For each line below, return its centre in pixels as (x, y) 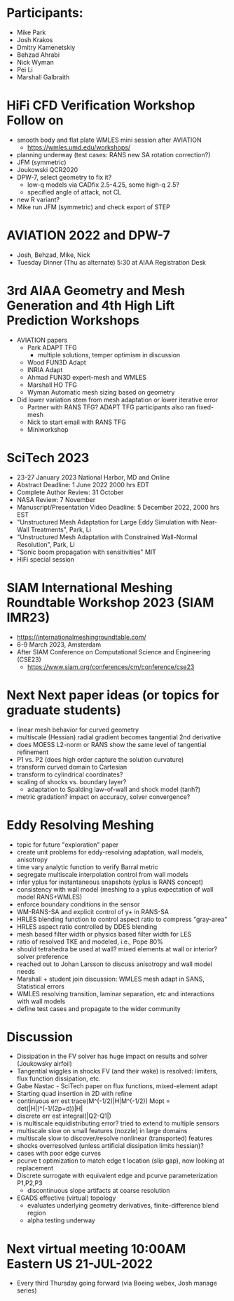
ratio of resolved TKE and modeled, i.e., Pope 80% (90, 942)
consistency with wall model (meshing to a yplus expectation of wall (115, 889)
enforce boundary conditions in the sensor (78, 904)
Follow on (35, 120)
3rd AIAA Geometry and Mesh (96, 291)
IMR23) (28, 618)
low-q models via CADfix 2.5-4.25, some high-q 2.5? (103, 185)
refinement (33, 752)
